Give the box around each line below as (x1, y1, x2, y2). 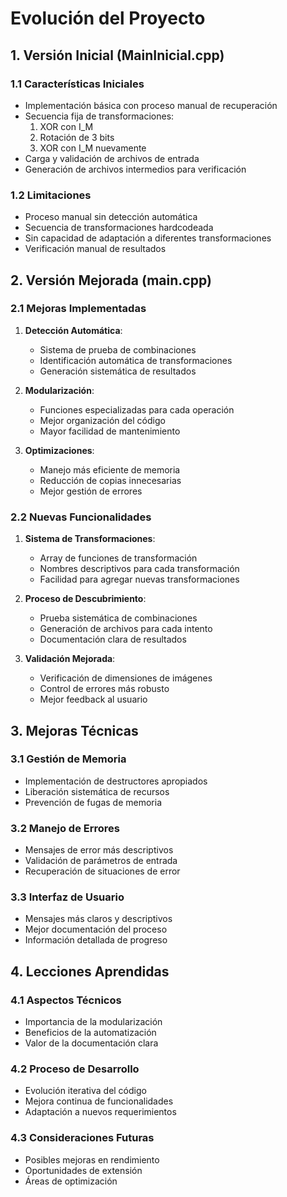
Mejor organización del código (39, 414, 166, 426)
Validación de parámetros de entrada (24, 855, 178, 867)
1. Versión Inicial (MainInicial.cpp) (10, 47, 225, 64)
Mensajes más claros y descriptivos (24, 913, 173, 925)
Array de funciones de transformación (39, 552, 198, 564)
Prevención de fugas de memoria (24, 796, 163, 808)
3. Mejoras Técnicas (10, 722, 139, 739)
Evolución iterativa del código (24, 1085, 147, 1097)
